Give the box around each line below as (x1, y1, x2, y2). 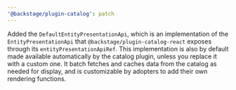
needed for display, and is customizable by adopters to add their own (7, 67, 208, 75)
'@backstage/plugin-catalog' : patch (7, 10, 114, 18)
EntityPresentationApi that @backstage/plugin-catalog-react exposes (7, 37, 212, 46)
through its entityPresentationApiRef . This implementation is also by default (7, 44, 229, 53)
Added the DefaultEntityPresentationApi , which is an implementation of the (7, 30, 229, 38)
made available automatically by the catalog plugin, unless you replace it (7, 52, 217, 60)
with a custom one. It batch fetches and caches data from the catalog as (7, 59, 217, 67)
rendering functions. (7, 75, 67, 83)
